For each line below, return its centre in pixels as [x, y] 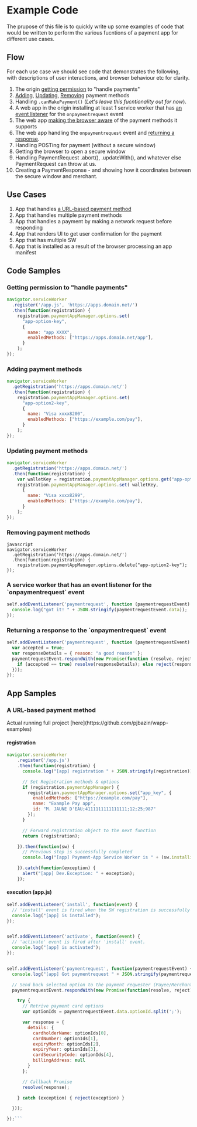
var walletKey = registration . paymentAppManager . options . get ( [94, 479]
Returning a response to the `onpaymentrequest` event [87, 630]
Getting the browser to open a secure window [70, 151]
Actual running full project [38, 723]
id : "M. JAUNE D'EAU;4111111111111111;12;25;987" [94, 809]
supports [26, 126]
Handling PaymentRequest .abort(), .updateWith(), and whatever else [98, 157]
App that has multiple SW [46, 240]
